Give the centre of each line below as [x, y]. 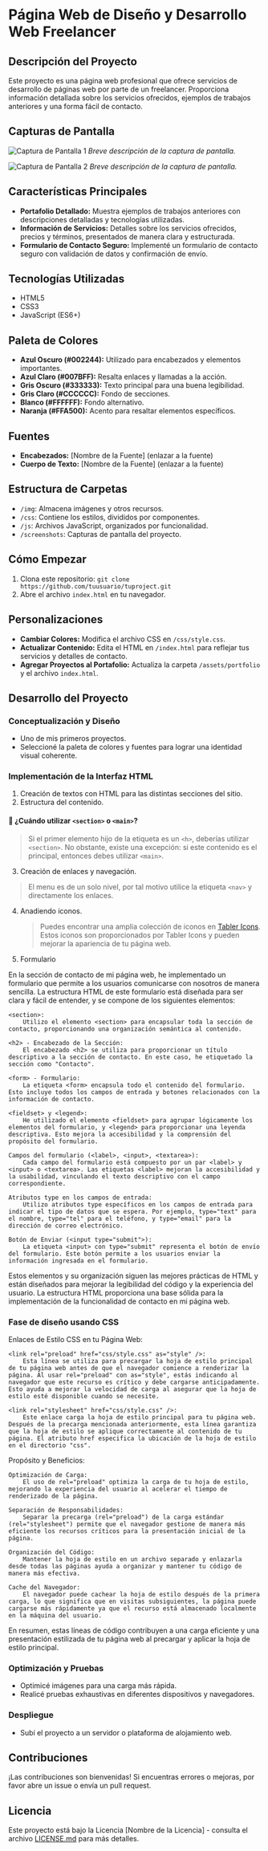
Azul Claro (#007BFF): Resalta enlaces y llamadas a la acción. [123, 377]
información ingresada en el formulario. [79, 1261]
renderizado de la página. [53, 1496]
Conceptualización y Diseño [64, 721]
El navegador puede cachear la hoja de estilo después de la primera [142, 1594]
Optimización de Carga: [48, 1475]
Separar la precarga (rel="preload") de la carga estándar [124, 1517]
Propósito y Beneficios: [47, 1460]
